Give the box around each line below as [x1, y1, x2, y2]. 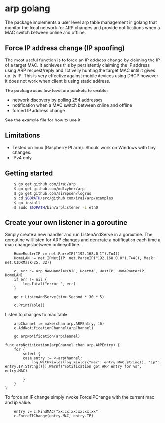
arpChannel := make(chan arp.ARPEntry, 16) [14, 321, 105, 326]
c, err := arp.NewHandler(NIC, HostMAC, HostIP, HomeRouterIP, [14, 269, 147, 273]
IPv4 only [12, 154, 32, 160]
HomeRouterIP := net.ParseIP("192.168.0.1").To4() [14, 251, 120, 256]
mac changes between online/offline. [5, 242, 81, 248]
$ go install [14, 200, 41, 205]
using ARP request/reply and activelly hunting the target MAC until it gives [5, 67, 155, 73]
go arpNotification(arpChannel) [14, 334, 80, 339]
